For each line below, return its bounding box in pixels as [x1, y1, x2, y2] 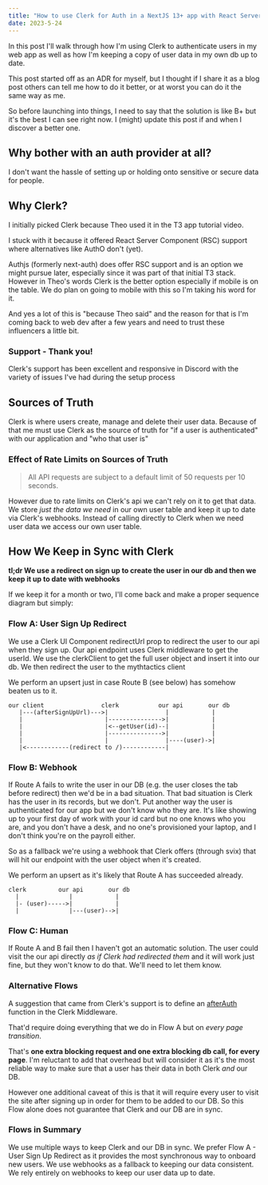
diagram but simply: [8, 598, 74, 608]
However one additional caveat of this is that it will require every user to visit [8, 1088, 259, 1097]
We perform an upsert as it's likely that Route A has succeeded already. [8, 870, 243, 880]
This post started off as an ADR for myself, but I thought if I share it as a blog [8, 74, 260, 83]
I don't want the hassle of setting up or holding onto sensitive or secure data [8, 167, 259, 177]
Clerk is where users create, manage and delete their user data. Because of [8, 417, 257, 427]
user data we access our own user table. [8, 521, 142, 531]
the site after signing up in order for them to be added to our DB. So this [8, 1096, 244, 1105]
